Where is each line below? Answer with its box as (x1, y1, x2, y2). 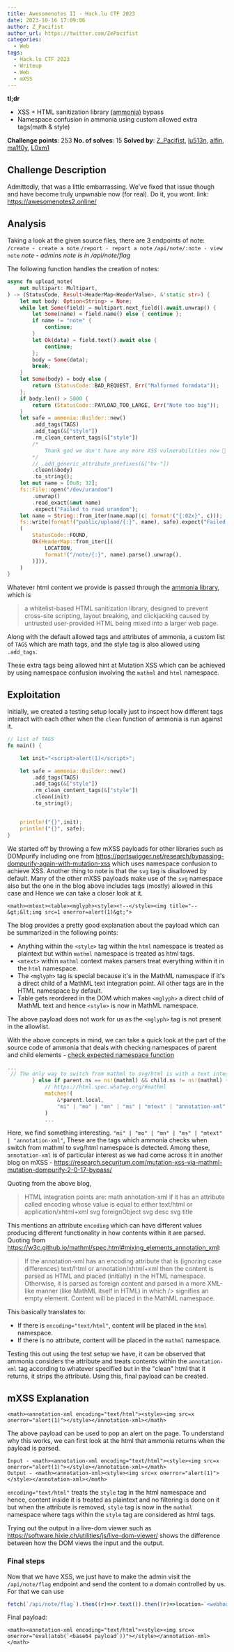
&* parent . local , (56, 1096, 104, 1103)
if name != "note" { (32, 317, 92, 324)
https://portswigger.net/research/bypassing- (95, 852, 224, 860)
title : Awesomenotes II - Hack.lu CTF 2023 (7, 10, 136, 17)
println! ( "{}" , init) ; (19, 819, 82, 826)
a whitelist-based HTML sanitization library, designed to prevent (24, 604, 208, 612)
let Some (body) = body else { (19, 375, 108, 383)
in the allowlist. (7, 1022, 50, 1030)
